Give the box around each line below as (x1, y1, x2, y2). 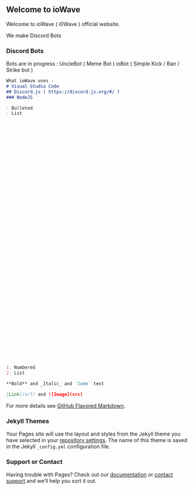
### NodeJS (6, 94, 33, 100)
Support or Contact (6, 458, 63, 466)
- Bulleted (6, 105, 33, 111)
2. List (6, 370, 25, 376)
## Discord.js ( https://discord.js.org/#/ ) (6, 89, 120, 95)
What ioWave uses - (6, 78, 54, 84)
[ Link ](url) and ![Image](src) (6, 391, 83, 397)
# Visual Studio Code (6, 83, 60, 89)
